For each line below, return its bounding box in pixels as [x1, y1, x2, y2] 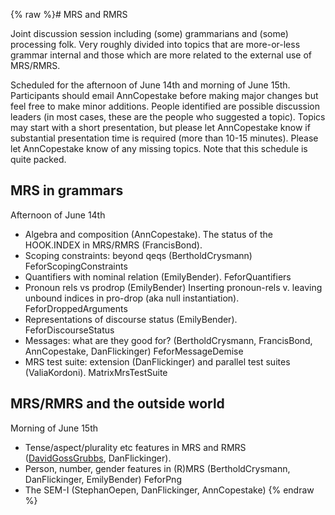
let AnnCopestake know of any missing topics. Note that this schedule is [10, 143, 308, 154]
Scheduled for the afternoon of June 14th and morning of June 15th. [10, 79, 291, 91]
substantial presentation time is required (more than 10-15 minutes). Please [10, 132, 319, 144]
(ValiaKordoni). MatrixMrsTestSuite [24, 366, 168, 378]
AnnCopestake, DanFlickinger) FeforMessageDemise [24, 345, 244, 357]
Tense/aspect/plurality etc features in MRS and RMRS [24, 441, 247, 453]
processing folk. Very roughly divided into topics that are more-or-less [10, 39, 301, 50]
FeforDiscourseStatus [24, 324, 115, 336]
